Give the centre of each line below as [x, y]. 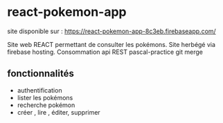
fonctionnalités [41, 74]
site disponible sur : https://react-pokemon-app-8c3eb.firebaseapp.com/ [111, 31]
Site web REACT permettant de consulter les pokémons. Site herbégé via [111, 44]
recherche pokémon [46, 105]
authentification [39, 90]
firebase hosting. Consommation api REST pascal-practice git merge [105, 52]
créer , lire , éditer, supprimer [59, 112]
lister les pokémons [45, 97]
